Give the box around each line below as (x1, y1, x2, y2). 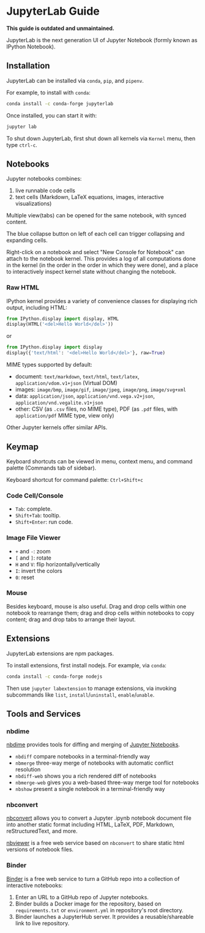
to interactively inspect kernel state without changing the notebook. (6, 268, 177, 275)
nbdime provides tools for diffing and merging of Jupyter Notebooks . (6, 741, 181, 748)
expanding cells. (6, 237, 48, 244)
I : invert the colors (15, 567, 62, 574)
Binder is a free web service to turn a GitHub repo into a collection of (6, 875, 180, 882)
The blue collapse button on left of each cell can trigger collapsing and (6, 230, 185, 238)
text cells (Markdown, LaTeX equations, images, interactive (15, 193, 164, 201)
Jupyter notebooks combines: (6, 175, 82, 182)
